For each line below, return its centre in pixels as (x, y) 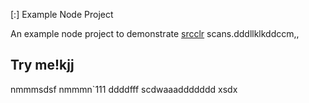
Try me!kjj (42, 65)
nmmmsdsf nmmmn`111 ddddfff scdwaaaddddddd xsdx (124, 89)
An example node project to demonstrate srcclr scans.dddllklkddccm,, (155, 33)
